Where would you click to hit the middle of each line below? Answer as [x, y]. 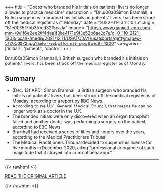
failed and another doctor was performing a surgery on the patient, [80, 121]
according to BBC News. [37, 127]
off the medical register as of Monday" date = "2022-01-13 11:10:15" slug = [80, 22]
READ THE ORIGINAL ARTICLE [36, 176]
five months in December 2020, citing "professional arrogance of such [83, 147]
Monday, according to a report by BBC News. [58, 101]
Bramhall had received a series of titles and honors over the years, [79, 132]
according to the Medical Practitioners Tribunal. [60, 137]
